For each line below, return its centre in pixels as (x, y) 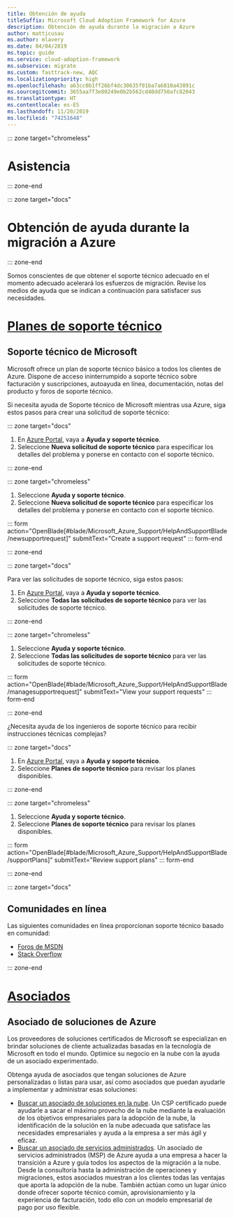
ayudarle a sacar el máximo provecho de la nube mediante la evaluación (121, 1111)
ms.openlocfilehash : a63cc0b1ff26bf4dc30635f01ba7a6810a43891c (101, 85)
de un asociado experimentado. (53, 1061)
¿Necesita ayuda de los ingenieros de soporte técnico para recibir (102, 726)
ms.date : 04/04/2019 (37, 46)
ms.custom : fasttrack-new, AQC (53, 72)
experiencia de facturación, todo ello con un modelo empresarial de (115, 1200)
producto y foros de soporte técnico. (60, 391)
